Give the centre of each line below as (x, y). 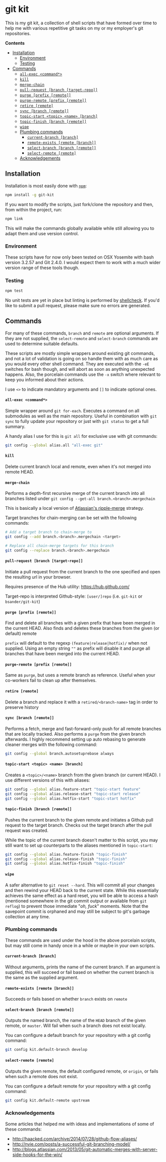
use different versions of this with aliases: (48, 780)
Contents (15, 43)
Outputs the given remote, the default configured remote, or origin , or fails (82, 1071)
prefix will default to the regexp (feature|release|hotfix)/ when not (76, 643)
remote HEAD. (20, 472)
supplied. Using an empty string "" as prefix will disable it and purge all (78, 648)
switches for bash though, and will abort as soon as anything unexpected (80, 369)
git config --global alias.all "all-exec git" (54, 445)
